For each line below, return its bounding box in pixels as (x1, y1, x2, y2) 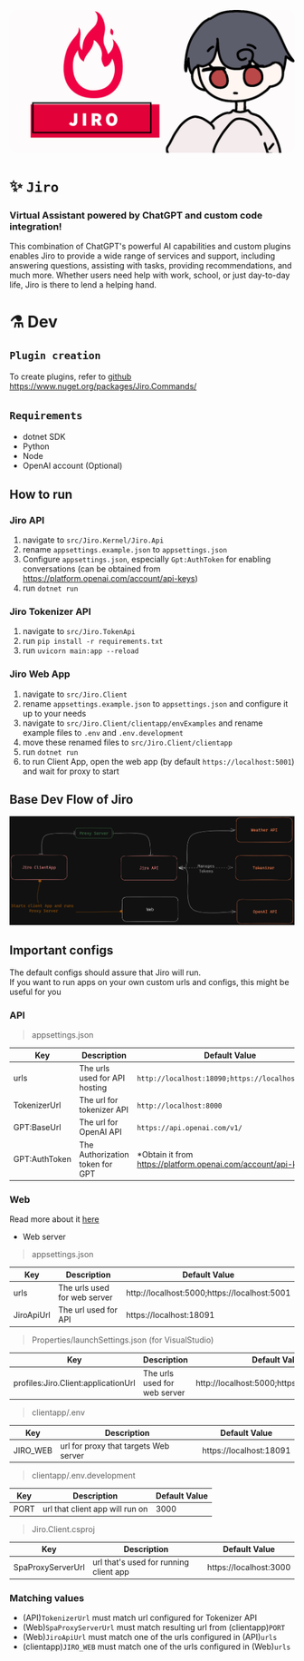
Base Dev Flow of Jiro (9, 791, 134, 807)
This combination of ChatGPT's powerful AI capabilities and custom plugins (9, 241, 291, 252)
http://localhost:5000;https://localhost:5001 (126, 1287, 291, 1298)
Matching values (9, 1591, 84, 1604)
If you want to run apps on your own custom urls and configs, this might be (9, 976, 290, 987)
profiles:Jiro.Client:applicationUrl (13, 1377, 136, 1388)
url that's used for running (92, 1557, 190, 1568)
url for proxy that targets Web (60, 1440, 170, 1451)
